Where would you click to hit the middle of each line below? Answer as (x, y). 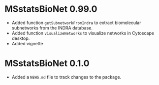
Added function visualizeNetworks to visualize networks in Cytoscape (83, 33)
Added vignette (27, 43)
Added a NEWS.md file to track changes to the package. (66, 77)
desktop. (21, 38)
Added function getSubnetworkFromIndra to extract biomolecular (76, 23)
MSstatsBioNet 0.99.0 (51, 9)
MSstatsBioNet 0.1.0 (47, 64)
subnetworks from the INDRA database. (52, 28)
